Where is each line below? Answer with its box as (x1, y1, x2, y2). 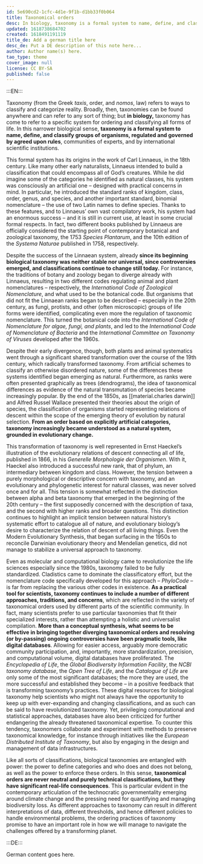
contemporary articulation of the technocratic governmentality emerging (6, 789, 187, 796)
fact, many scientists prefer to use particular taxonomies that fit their (6, 609, 177, 616)
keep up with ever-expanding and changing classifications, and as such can (6, 700, 196, 707)
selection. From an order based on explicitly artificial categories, (6, 418, 171, 425)
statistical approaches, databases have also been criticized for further (6, 712, 181, 720)
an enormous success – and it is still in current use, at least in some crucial (6, 214, 193, 221)
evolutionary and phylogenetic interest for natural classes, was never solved (6, 482, 196, 489)
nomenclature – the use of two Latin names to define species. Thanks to (6, 201, 186, 209)
